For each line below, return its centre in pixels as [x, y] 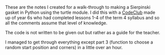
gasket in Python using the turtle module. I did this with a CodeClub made [80, 12]
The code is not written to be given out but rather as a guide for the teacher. [83, 32]
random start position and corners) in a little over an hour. [64, 47]
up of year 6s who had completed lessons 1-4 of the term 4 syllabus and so [82, 18]
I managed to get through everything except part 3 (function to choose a [79, 42]
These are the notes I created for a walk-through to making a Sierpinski [78, 7]
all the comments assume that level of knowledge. [56, 23]
